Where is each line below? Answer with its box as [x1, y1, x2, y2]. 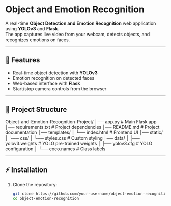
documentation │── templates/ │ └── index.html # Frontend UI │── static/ [5, 129, 163, 135]
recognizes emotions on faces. [5, 37, 70, 43]
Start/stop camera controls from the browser [12, 85, 107, 92]
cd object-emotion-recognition [12, 196, 79, 201]
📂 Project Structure [5, 105, 67, 114]
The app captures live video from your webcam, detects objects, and [5, 31, 150, 37]
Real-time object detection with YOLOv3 [12, 70, 98, 76]
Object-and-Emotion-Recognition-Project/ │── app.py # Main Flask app [5, 118, 157, 125]
